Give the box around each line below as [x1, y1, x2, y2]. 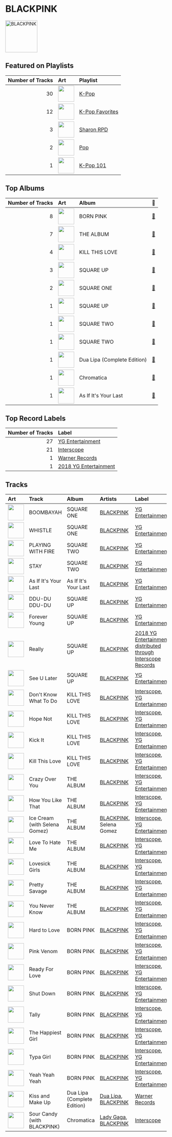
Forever [29, 613, 48, 620]
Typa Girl [29, 1054, 51, 1061]
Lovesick [29, 860, 51, 867]
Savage [29, 888, 48, 895]
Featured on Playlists [5, 61, 74, 70]
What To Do [29, 698, 57, 705]
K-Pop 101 [79, 162, 106, 169]
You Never [29, 902, 55, 910]
